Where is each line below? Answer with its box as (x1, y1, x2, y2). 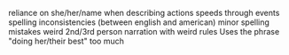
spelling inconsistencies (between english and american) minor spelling (8, 17, 269, 27)
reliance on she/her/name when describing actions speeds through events (8, 8, 280, 18)
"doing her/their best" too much (8, 35, 125, 46)
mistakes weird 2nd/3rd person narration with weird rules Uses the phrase (8, 27, 280, 36)
